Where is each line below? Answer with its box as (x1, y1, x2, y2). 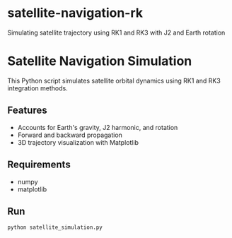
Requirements (7, 159, 71, 171)
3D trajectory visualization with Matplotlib (17, 138, 139, 146)
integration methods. (7, 83, 69, 93)
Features (7, 105, 47, 117)
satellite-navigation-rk (7, 5, 144, 21)
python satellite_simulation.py (7, 224, 103, 231)
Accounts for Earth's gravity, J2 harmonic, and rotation (17, 123, 178, 131)
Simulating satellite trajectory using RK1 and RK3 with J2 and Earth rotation (7, 28, 226, 37)
